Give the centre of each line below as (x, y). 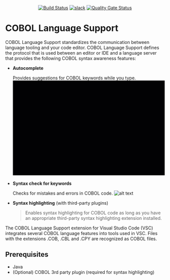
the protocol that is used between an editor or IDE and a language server (81, 53)
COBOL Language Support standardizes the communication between (77, 42)
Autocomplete (28, 68)
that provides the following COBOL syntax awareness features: (71, 58)
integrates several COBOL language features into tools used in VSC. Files (81, 233)
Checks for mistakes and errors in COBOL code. (62, 193)
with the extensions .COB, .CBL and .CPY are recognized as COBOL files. (81, 239)
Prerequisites (27, 254)
